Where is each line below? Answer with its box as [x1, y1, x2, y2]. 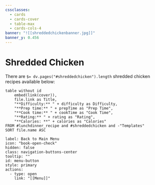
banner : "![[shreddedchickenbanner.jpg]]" [5, 30, 95, 35]
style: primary [5, 162, 37, 167]
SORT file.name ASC [5, 127, 46, 132]
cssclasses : [5, 7, 30, 12]
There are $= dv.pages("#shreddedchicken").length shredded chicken [5, 73, 150, 79]
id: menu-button [5, 158, 39, 163]
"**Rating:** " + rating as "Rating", [14, 114, 95, 119]
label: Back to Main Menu [5, 136, 59, 141]
